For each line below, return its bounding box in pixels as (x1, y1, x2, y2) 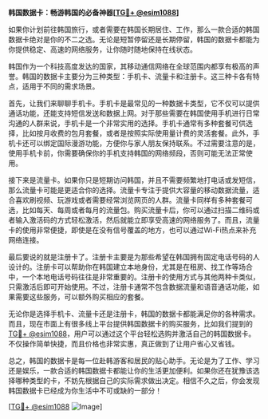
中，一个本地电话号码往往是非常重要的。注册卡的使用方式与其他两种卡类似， (8, 272, 260, 282)
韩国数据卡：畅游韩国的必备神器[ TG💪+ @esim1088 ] (8, 8, 179, 17)
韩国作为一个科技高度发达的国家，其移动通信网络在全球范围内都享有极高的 (8, 61, 253, 71)
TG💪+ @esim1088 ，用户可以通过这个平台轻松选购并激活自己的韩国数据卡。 (8, 329, 256, 338)
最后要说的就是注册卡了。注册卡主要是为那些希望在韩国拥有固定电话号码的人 (8, 252, 260, 262)
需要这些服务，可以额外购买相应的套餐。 (14, 292, 148, 302)
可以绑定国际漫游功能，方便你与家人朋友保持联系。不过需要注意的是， (29, 139, 260, 148)
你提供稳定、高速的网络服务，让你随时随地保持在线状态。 (8, 45, 197, 54)
